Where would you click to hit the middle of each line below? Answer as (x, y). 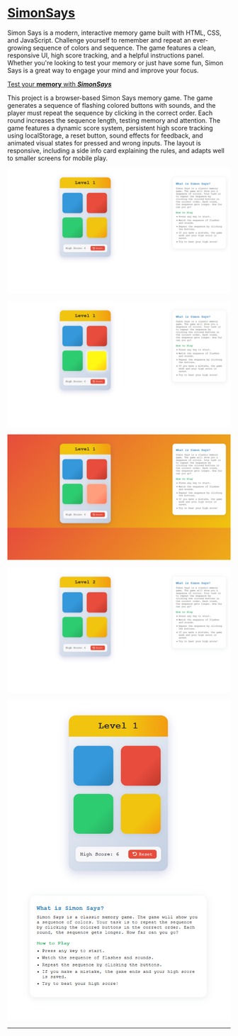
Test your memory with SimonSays (59, 84)
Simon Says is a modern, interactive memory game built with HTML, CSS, (114, 33)
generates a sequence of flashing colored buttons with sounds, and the (112, 105)
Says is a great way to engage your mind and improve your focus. (103, 70)
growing (19, 48)
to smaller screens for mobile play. (58, 158)
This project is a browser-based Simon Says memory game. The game (110, 98)
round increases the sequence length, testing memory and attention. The (114, 120)
